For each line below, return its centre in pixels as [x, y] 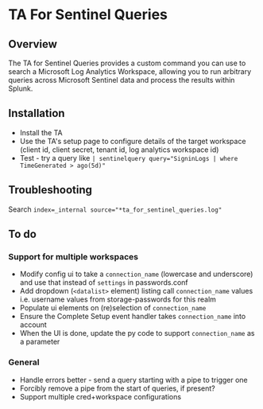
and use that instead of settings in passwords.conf [104, 282]
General [24, 362]
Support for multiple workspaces [73, 256]
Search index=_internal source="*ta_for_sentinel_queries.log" [115, 209]
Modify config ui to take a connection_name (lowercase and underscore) [136, 274]
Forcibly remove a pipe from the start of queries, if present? [118, 388]
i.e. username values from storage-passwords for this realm [118, 299]
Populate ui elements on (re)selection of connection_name [113, 308]
